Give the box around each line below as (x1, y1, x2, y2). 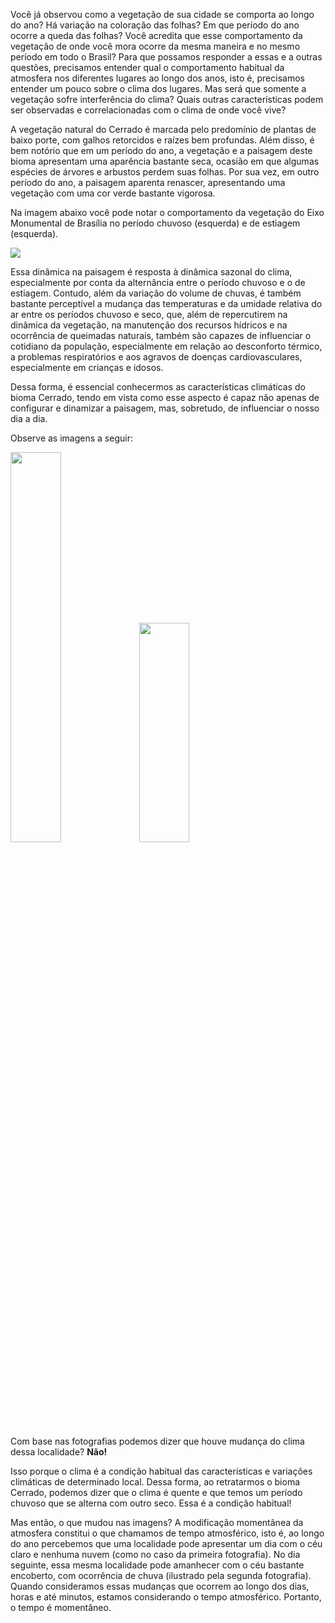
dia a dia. (10, 413, 48, 424)
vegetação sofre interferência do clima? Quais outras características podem (10, 94, 324, 105)
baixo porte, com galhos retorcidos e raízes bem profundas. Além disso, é (10, 134, 315, 146)
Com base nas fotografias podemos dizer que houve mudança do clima (10, 1435, 305, 1447)
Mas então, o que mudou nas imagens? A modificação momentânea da (10, 1517, 304, 1528)
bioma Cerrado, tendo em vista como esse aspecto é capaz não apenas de (10, 392, 320, 403)
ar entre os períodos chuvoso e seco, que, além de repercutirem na (10, 309, 288, 320)
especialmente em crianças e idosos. (10, 362, 164, 373)
